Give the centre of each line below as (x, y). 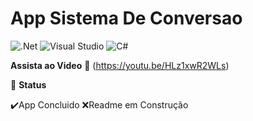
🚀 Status (28, 84)
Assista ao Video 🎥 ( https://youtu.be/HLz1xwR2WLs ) (120, 65)
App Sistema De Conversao (126, 18)
